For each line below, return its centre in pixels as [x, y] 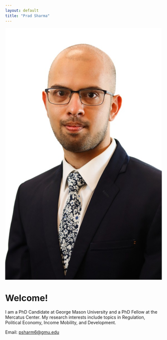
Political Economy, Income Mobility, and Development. [61, 322]
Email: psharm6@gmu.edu [32, 332]
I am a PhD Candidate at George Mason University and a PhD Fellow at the [81, 312]
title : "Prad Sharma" [28, 16]
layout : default [22, 10]
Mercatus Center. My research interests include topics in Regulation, [75, 317]
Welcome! [27, 298]
